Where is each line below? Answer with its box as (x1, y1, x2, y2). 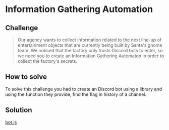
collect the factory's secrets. (17, 58, 77, 64)
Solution (5, 106, 32, 114)
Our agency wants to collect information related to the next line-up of (17, 37, 162, 43)
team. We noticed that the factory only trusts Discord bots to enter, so (17, 48, 163, 53)
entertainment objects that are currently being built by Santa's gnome (17, 42, 162, 48)
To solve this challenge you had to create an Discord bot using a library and (5, 86, 162, 92)
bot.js (5, 119, 17, 125)
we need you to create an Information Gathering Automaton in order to (17, 53, 164, 59)
